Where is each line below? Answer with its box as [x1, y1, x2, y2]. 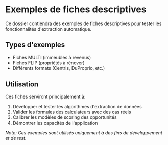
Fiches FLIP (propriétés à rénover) [12, 60, 85, 66]
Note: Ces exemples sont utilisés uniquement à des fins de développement [5, 129, 162, 136]
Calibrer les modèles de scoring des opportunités [12, 114, 117, 120]
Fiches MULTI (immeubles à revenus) [12, 54, 91, 60]
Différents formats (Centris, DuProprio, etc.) [12, 65, 105, 71]
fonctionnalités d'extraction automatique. [5, 26, 92, 32]
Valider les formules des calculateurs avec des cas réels [12, 109, 131, 115]
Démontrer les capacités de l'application [12, 119, 98, 126]
